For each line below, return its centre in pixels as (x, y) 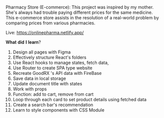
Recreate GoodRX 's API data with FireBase (57, 73)
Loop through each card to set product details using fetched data (80, 99)
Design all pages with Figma (42, 52)
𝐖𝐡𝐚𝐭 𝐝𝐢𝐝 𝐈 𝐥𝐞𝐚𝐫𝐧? (23, 42)
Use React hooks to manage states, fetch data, (61, 62)
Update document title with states (47, 84)
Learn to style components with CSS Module (59, 110)
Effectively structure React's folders (49, 57)
